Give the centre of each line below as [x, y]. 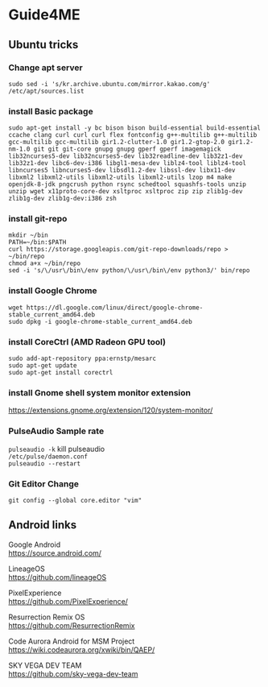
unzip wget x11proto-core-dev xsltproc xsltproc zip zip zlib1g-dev [126, 192]
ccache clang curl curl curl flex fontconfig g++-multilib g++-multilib [133, 135]
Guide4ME [44, 15]
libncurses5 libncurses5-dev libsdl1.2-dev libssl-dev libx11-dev [122, 171]
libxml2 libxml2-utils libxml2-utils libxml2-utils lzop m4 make [120, 178]
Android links [43, 525]
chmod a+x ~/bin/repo [45, 263]
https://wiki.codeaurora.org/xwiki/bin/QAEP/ [82, 649]
